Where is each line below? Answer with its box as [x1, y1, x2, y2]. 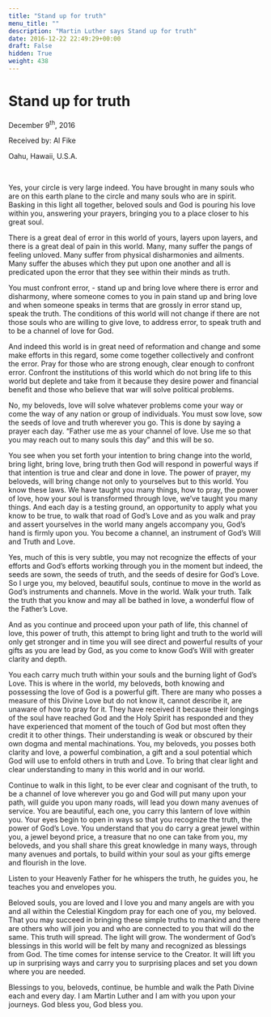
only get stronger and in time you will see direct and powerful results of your [8, 637, 263, 647]
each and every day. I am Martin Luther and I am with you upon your [8, 991, 236, 1001]
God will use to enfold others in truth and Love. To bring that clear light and [8, 756, 259, 766]
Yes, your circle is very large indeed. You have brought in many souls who [8, 183, 255, 193]
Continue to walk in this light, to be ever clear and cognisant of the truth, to [8, 780, 258, 790]
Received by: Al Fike [8, 135, 77, 146]
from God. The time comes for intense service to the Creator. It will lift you [8, 950, 256, 959]
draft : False [8, 42, 53, 50]
